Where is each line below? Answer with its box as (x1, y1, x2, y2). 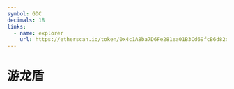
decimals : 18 (7, 17, 45, 24)
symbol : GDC (7, 10, 42, 17)
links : (7, 23, 26, 30)
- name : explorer (13, 29, 64, 37)
